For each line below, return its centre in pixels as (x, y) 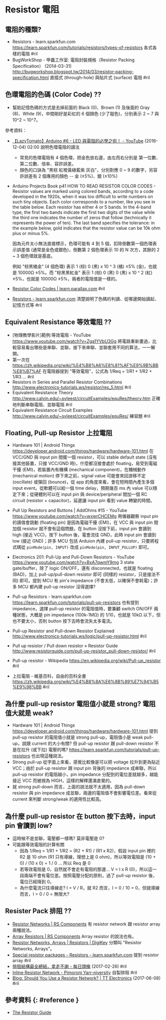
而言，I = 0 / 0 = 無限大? (44, 894)
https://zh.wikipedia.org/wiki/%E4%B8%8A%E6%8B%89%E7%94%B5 (85, 682)
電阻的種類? (23, 29)
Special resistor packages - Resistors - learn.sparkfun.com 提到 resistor (85, 955)
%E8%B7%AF (27, 371)
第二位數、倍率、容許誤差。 (48, 164)
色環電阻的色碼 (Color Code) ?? (53, 95)
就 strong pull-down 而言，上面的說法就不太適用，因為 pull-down (79, 787)
